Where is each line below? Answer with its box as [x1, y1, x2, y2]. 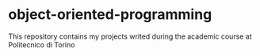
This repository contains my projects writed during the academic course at [8, 32, 252, 41]
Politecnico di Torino [8, 39, 75, 49]
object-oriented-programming [8, 6, 212, 24]
